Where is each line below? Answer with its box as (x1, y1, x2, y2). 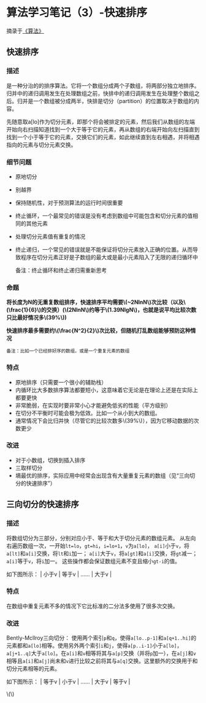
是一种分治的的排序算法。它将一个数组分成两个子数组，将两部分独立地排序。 (6, 82, 200, 89)
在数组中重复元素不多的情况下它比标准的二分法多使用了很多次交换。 (6, 602, 178, 610)
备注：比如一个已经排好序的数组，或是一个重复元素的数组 (6, 348, 130, 354)
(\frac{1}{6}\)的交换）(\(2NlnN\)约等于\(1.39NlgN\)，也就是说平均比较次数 (6, 306, 197, 314)
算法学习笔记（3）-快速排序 (6, 6, 148, 20)
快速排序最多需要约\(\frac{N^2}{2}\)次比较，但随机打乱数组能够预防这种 (6, 327, 191, 335)
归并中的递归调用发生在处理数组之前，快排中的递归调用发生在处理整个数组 (6, 90, 194, 97)
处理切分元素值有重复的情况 (15, 233, 86, 240)
